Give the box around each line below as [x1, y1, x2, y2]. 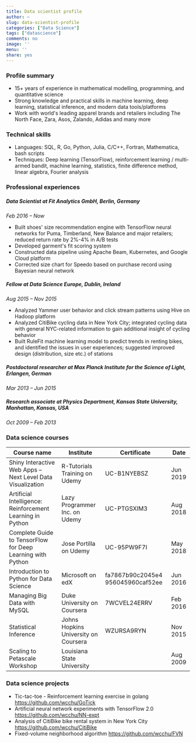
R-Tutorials [61, 462, 93, 470]
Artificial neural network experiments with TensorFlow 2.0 [14, 705, 154, 712]
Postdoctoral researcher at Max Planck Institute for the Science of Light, [6, 363, 186, 370]
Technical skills [6, 130, 51, 138]
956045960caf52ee [104, 579, 163, 587]
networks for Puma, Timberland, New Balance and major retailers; [14, 230, 173, 237]
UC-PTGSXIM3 [104, 504, 148, 512]
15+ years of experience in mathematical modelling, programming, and [14, 84, 185, 91]
